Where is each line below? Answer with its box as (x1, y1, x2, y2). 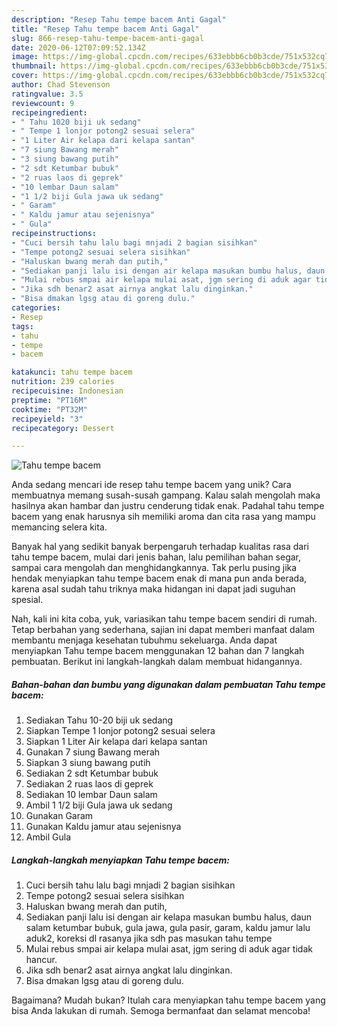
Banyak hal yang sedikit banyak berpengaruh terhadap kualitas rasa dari (11, 541, 309, 553)
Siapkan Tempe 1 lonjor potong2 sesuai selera (25, 725, 216, 737)
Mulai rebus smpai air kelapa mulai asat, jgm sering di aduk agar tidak (25, 943, 313, 955)
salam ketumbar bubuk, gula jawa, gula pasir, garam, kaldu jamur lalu (25, 922, 311, 934)
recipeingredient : (11, 107, 88, 118)
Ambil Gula (25, 831, 71, 843)
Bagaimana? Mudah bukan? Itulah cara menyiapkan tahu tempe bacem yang (11, 994, 326, 1006)
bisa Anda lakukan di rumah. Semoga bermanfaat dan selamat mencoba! (11, 1005, 311, 1017)
